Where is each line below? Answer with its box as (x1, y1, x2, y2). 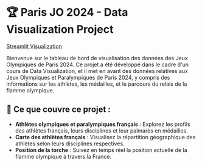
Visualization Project (6, 22, 114, 36)
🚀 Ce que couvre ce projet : (6, 105, 111, 115)
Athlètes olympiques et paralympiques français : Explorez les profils (15, 120, 190, 128)
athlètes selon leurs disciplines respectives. (15, 140, 125, 147)
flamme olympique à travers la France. (15, 153, 112, 160)
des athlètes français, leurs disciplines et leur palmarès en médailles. (15, 126, 188, 134)
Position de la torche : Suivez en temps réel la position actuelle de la (15, 146, 187, 153)
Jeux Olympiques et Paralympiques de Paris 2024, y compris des (6, 74, 170, 81)
